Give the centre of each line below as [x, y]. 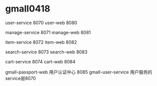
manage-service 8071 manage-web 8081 [48, 32]
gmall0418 [28, 9]
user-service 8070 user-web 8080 [41, 23]
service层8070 [21, 78]
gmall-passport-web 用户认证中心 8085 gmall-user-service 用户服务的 [79, 72]
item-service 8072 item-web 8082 [41, 42]
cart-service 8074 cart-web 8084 [41, 61]
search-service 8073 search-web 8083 [46, 52]
